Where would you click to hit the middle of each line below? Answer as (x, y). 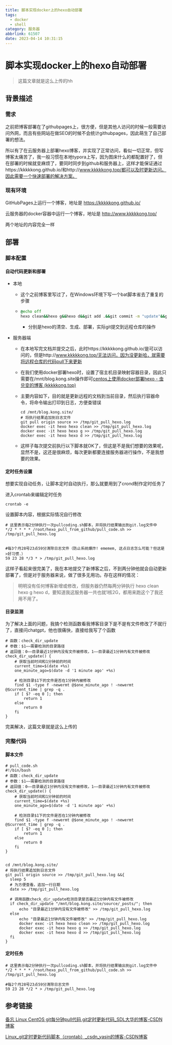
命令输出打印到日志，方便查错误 (68, 403)
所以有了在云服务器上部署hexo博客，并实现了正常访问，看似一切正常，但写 (84, 150)
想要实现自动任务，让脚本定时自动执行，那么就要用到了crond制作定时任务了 (85, 484)
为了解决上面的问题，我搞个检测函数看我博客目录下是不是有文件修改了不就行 (86, 624)
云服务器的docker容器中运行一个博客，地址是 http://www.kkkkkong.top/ (81, 213)
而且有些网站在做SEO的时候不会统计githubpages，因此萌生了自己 (92, 133)
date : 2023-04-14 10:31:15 (34, 39)
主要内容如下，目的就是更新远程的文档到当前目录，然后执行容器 (88, 396)
